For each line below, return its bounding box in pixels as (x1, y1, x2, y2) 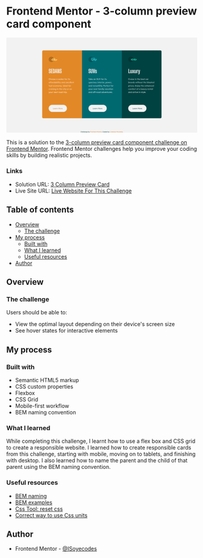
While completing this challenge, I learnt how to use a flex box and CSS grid (6, 437, 196, 445)
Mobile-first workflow (15, 402, 70, 410)
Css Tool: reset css (15, 505, 63, 513)
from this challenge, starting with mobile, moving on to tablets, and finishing (6, 450, 196, 458)
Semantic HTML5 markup (15, 376, 79, 384)
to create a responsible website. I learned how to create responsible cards (6, 444, 191, 451)
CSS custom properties (15, 383, 74, 390)
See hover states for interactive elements (15, 327, 118, 334)
